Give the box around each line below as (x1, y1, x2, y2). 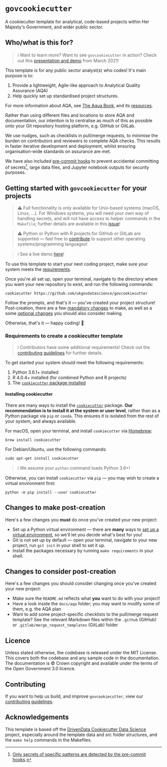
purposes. (5, 169, 26, 176)
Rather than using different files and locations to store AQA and (5, 112, 135, 118)
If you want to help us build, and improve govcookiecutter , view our (5, 693, 143, 699)
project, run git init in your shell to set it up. (12, 542, 106, 548)
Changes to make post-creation (5, 504, 105, 512)
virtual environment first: (5, 480, 56, 486)
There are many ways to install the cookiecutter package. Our (5, 402, 133, 408)
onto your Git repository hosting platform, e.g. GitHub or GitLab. (5, 123, 136, 129)
